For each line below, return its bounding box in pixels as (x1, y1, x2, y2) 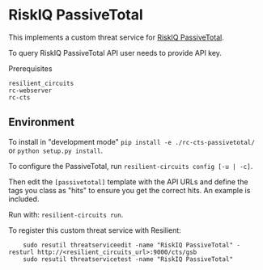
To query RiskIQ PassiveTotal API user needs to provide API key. (8, 48, 223, 57)
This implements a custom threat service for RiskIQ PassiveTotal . (8, 32, 224, 42)
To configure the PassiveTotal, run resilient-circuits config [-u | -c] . (8, 161, 253, 171)
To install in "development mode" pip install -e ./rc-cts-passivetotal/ (8, 137, 255, 146)
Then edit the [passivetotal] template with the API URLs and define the (8, 176, 248, 187)
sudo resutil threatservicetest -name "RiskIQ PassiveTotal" (23, 255, 233, 264)
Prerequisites (8, 63, 53, 74)
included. (8, 194, 40, 204)
